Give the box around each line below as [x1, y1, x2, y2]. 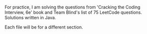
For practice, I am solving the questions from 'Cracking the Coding [4, 4, 141, 10]
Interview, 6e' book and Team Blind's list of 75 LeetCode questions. [4, 9, 142, 15]
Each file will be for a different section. [4, 24, 83, 30]
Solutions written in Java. [4, 15, 56, 20]
